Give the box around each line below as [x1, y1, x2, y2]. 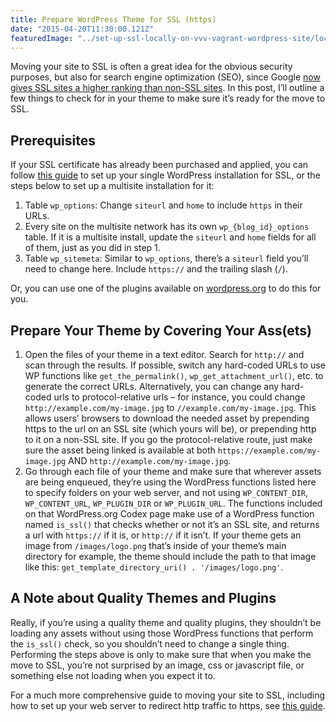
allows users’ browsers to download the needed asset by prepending [24, 412, 310, 424]
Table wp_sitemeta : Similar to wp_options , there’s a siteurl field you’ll [24, 252, 309, 265]
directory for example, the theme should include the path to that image [24, 551, 317, 562]
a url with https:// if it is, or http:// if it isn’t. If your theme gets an [24, 529, 302, 541]
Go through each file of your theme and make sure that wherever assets [24, 466, 322, 477]
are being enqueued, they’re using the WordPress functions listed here [24, 476, 317, 488]
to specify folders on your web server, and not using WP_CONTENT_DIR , [24, 487, 309, 498]
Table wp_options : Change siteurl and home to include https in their [24, 199, 303, 211]
